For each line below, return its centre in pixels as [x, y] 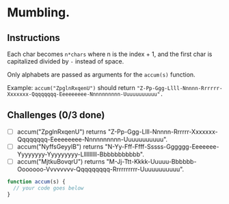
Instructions [33, 38]
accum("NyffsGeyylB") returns [60, 146]
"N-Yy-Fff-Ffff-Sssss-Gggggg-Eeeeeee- [162, 146]
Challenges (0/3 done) [56, 115]
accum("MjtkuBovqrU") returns [61, 161]
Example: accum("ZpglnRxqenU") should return [71, 88]
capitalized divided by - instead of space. [66, 61]
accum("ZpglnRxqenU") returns [62, 132]
